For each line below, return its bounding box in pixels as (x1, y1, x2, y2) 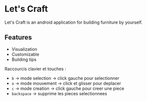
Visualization (11, 46, 37, 52)
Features (4, 33, 32, 42)
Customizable (11, 51, 39, 57)
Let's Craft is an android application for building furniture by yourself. (4, 19, 143, 25)
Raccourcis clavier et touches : (4, 66, 66, 72)
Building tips (11, 57, 37, 62)
